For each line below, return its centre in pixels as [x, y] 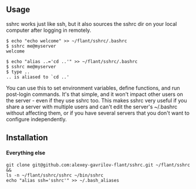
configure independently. [36, 119]
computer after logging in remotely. [49, 30]
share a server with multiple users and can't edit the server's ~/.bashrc [92, 107]
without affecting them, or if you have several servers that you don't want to [98, 113]
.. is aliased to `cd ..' [38, 77]
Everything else [26, 152]
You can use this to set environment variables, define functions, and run [93, 88]
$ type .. [18, 72]
